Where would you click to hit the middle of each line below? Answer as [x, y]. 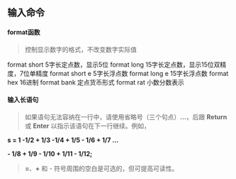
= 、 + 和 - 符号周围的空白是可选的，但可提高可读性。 [101, 168]
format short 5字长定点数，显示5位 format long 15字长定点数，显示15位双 [114, 64]
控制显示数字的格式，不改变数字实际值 [80, 49]
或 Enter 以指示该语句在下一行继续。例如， [87, 126]
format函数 [24, 32]
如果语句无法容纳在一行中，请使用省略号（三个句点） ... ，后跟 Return [126, 116]
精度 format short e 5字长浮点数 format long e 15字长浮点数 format [132, 73]
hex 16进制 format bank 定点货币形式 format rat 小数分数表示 [96, 82]
